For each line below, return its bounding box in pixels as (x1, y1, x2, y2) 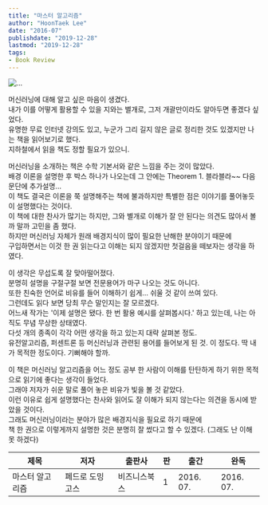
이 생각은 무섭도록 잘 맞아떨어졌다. (8, 268, 115, 278)
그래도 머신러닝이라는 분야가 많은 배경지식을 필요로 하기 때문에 (8, 414, 203, 424)
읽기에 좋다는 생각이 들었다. (22, 374, 109, 384)
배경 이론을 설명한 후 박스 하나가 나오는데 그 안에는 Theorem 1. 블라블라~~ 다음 (8, 171, 256, 180)
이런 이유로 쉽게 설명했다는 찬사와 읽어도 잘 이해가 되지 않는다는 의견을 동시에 (8, 394, 249, 404)
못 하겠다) (8, 434, 39, 444)
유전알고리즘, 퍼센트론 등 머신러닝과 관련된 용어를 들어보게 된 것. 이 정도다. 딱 (8, 337, 249, 347)
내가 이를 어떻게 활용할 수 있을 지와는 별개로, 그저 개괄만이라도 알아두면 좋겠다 (8, 105, 251, 114)
